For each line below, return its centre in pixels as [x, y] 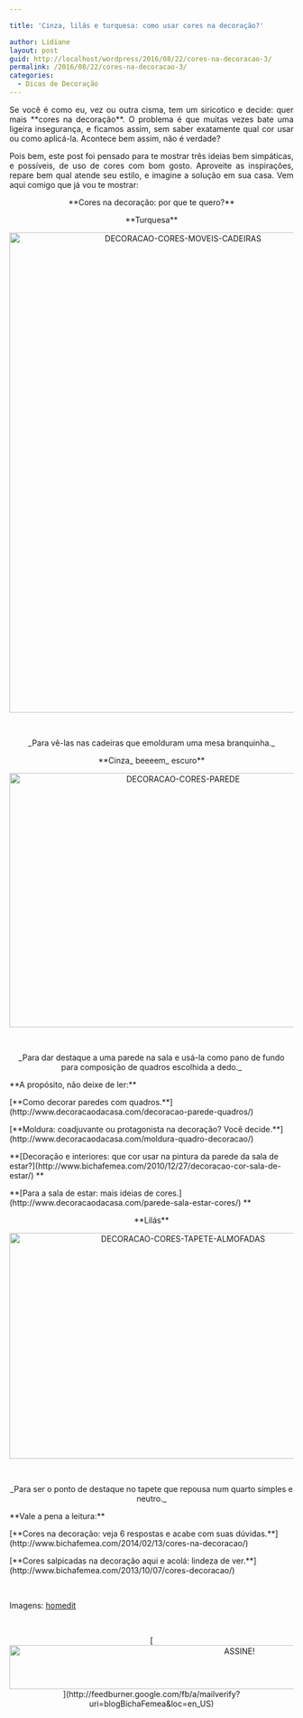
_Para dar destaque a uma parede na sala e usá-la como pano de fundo [151, 1057]
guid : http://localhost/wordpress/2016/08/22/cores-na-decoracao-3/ [141, 59]
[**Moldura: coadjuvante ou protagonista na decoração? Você [126, 1129]
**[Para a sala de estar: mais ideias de [82, 1193]
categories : [32, 76]
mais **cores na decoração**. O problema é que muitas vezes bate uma [151, 119]
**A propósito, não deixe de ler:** [73, 1084]
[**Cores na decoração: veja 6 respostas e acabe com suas [122, 1534]
